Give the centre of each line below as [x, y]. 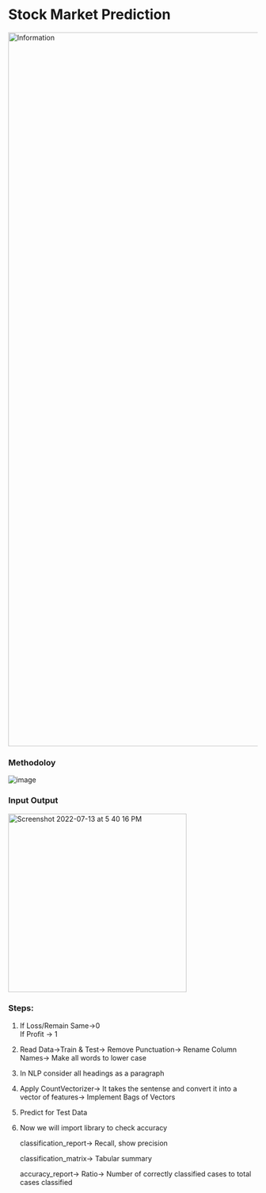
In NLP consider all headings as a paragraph [92, 1073]
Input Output [33, 800]
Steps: [21, 1008]
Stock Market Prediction [89, 15]
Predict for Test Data [53, 1112]
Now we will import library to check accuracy [93, 1127]
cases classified [46, 1182]
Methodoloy [32, 762]
